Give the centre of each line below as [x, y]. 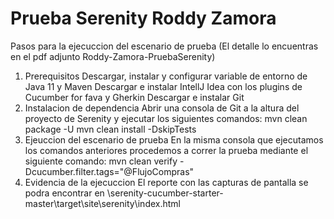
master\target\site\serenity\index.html [102, 203]
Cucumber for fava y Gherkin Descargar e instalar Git [134, 97]
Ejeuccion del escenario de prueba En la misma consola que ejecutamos [174, 139]
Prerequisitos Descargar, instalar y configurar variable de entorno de [166, 76]
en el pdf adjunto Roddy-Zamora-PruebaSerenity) [113, 56]
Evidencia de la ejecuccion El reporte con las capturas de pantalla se [166, 182]
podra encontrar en [64, 193]
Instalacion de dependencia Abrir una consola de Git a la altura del [162, 108]
